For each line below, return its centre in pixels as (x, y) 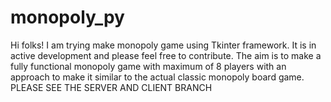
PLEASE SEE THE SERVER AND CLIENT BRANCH (111, 87)
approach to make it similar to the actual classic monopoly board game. (157, 77)
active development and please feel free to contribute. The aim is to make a (166, 55)
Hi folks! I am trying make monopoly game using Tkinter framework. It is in (163, 45)
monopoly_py (67, 17)
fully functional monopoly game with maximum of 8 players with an (148, 66)
